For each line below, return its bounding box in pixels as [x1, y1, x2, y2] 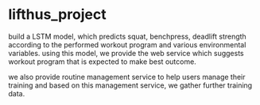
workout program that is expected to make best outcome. [8, 57, 196, 66]
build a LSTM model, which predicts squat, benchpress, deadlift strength [8, 32, 246, 41]
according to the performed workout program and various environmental [8, 39, 246, 49]
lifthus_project [8, 6, 107, 24]
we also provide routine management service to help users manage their [8, 72, 246, 81]
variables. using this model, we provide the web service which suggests [8, 48, 244, 58]
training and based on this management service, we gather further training [8, 81, 253, 90]
